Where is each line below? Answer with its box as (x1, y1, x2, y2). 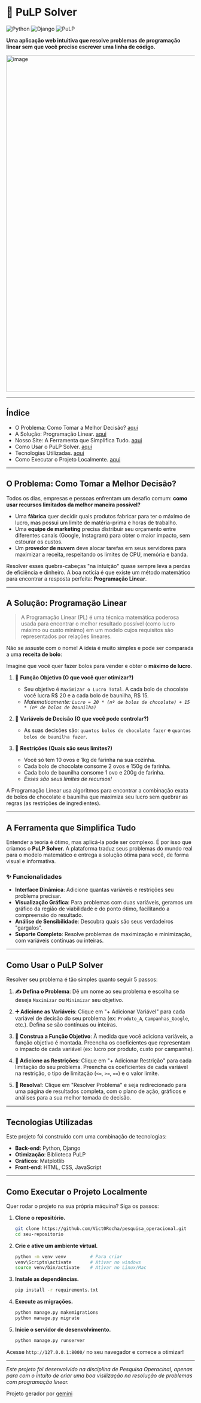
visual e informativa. (6, 858, 56, 865)
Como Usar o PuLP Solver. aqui (14, 443, 93, 450)
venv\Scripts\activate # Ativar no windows (14, 1259, 142, 1265)
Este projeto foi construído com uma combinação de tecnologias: (6, 1133, 167, 1140)
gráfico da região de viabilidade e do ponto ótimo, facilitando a (14, 905, 170, 912)
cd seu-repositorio (14, 1231, 64, 1237)
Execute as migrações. (14, 1298, 74, 1305)
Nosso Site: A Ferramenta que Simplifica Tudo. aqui (14, 436, 142, 444)
